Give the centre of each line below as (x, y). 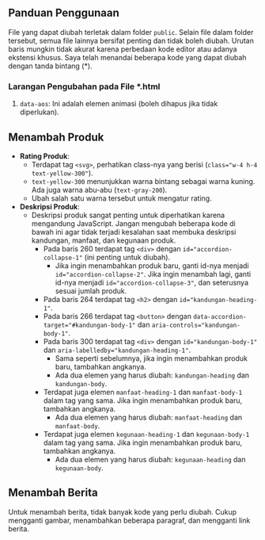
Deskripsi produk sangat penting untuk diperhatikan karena (128, 215)
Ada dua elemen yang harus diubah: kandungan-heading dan (152, 375)
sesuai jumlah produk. (91, 291)
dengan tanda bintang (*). (50, 66)
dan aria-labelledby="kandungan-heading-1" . (117, 350)
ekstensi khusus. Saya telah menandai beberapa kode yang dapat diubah (127, 57)
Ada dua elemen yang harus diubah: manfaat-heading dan (149, 417)
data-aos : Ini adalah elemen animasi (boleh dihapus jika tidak (119, 104)
